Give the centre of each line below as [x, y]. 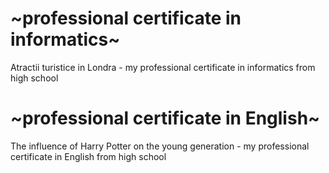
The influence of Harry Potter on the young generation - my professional [160, 146]
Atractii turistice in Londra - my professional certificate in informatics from [163, 67]
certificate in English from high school [88, 156]
